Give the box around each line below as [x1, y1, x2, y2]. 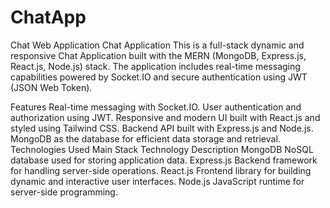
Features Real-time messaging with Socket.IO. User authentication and [10, 101, 302, 113]
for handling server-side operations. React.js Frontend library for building [10, 164, 312, 176]
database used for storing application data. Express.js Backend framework [10, 154, 318, 166]
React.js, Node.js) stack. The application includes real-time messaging [10, 60, 301, 72]
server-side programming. [10, 186, 118, 198]
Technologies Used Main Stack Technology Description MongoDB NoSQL [10, 143, 314, 155]
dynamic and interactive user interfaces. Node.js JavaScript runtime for [10, 175, 305, 187]
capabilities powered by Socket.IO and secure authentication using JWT [10, 71, 308, 83]
